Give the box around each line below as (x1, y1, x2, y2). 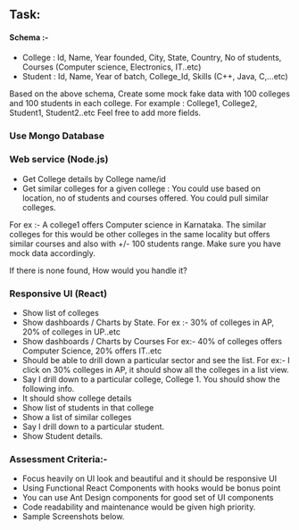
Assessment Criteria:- (9, 453, 108, 466)
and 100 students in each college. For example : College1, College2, (9, 97, 258, 108)
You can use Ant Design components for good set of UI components (21, 493, 274, 503)
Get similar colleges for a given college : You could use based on (21, 183, 262, 194)
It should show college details (21, 393, 132, 404)
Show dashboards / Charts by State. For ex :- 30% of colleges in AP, (21, 317, 275, 328)
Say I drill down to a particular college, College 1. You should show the (21, 374, 281, 385)
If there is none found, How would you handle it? (9, 265, 187, 276)
